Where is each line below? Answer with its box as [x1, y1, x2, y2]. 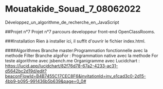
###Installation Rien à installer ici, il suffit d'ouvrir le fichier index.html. [5, 38, 146, 44]
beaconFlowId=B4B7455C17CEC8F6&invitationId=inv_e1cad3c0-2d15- [5, 73, 146, 79]
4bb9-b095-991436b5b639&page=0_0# [5, 78, 87, 84]
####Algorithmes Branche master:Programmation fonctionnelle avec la [5, 47, 148, 53]
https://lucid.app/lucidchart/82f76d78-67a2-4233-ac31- [5, 63, 118, 69]
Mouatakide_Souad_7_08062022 [5, 3, 141, 15]
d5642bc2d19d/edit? [5, 68, 47, 74]
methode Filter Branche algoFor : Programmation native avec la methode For [5, 52, 158, 59]
